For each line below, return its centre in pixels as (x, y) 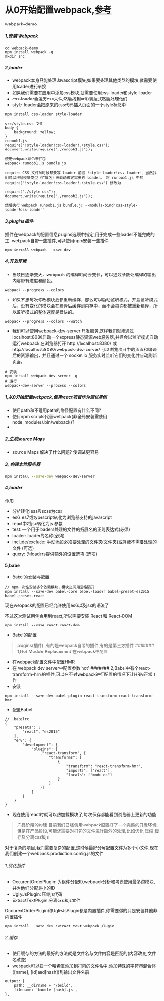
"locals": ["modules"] (89, 775)
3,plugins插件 (19, 221)
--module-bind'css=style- (112, 205)
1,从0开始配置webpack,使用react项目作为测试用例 (56, 397)
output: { (15, 981)
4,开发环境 (16, 261)
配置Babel (22, 709)
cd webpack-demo (21, 48)
